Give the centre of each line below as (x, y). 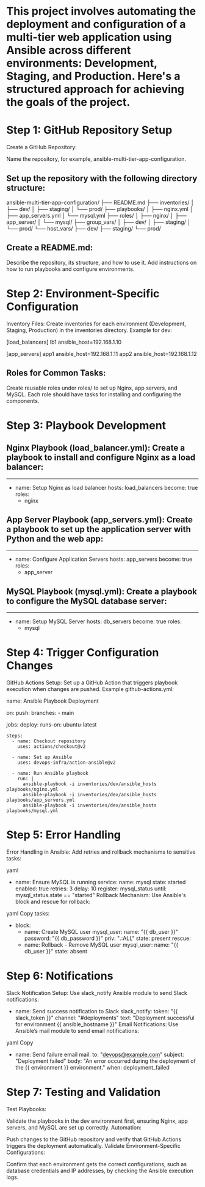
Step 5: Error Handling (63, 835)
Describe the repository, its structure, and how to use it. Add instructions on (102, 262)
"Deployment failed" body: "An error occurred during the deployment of (106, 1061)
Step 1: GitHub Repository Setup (89, 130)
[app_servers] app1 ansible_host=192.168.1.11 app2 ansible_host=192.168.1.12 (102, 353)
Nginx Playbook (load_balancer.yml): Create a (95, 448)
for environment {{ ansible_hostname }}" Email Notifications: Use (97, 1024)
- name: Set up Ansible (42, 757)
